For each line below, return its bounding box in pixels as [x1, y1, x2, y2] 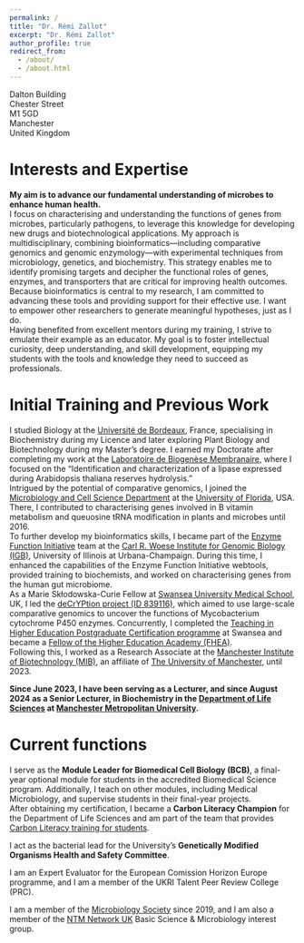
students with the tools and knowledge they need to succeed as [9, 353, 249, 364]
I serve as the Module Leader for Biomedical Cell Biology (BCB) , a [9, 764, 260, 775]
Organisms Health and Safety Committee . [9, 850, 170, 860]
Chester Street [9, 98, 64, 109]
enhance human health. [9, 199, 102, 210]
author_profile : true [9, 38, 92, 48]
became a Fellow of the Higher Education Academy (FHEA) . [9, 636, 233, 647]
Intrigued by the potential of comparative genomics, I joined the [9, 482, 247, 493]
